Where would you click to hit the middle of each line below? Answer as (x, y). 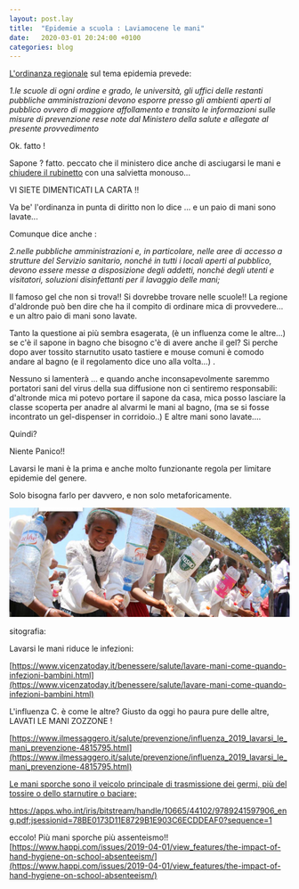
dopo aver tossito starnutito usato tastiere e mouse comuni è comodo (137, 352)
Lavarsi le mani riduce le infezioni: (72, 648)
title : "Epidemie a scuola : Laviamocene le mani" (107, 28)
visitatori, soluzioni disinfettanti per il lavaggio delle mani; (115, 280)
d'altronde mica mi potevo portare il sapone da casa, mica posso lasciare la (148, 398)
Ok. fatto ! (28, 146)
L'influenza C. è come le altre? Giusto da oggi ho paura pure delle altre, (139, 711)
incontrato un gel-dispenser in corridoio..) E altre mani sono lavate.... (135, 417)
